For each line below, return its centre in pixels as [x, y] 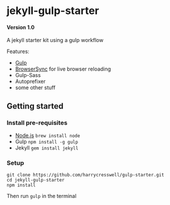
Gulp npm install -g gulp [47, 142]
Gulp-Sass [28, 75]
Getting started [35, 106]
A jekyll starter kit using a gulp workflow [55, 40]
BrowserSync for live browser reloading [63, 69]
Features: [18, 51]
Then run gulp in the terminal [42, 196]
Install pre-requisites [37, 123]
